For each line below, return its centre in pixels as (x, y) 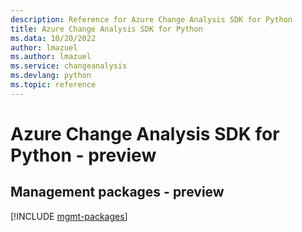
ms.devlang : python (51, 76)
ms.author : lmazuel (51, 57)
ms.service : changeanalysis (69, 66)
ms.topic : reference (53, 85)
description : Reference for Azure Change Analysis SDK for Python (151, 19)
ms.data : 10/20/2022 (53, 38)
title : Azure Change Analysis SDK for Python (106, 29)
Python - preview (83, 155)
